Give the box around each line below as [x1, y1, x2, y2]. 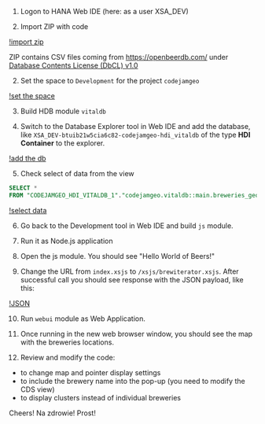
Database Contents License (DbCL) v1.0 [9, 61, 138, 70]
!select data [9, 205, 47, 215]
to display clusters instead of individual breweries [20, 393, 182, 402]
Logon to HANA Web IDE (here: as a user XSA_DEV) [20, 7, 190, 16]
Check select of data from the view [20, 169, 134, 178]
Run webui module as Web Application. [20, 314, 146, 323]
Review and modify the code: [20, 352, 116, 362]
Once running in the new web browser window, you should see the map [20, 329, 253, 338]
